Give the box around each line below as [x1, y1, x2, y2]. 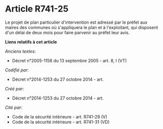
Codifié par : [5, 67, 29, 73]
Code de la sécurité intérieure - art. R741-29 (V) [12, 114, 108, 119]
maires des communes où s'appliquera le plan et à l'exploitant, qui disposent [5, 24, 158, 30]
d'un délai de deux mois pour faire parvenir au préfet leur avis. [5, 29, 130, 35]
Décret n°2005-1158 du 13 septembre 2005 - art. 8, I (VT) [12, 57, 127, 63]
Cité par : [5, 104, 23, 110]
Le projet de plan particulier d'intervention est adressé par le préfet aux [5, 19, 148, 25]
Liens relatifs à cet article [5, 39, 57, 44]
